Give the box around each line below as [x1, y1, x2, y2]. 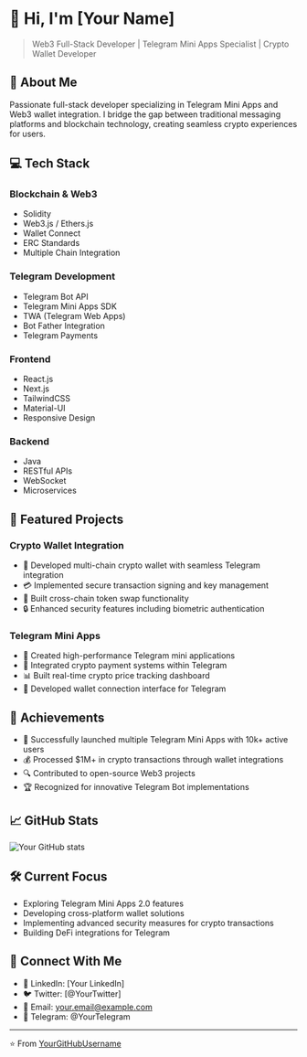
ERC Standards [22, 238, 80, 249]
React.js [22, 374, 54, 385]
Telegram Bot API [22, 291, 89, 302]
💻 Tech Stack [9, 155, 90, 172]
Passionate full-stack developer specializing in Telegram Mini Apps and [9, 99, 279, 110]
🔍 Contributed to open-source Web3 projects [22, 768, 196, 779]
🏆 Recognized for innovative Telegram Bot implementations [22, 782, 249, 793]
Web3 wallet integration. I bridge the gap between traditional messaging [9, 109, 281, 120]
